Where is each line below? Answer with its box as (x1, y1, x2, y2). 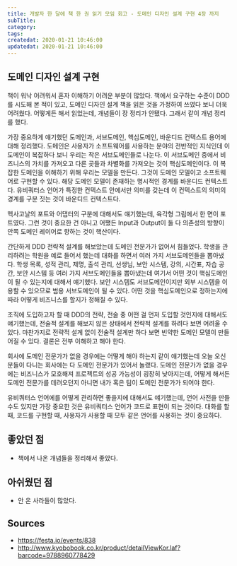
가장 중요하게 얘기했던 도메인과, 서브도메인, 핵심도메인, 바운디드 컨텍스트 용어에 (7, 132, 226, 141)
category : (7, 23, 37, 30)
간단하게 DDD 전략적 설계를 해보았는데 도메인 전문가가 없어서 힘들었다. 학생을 (7, 242, 221, 251)
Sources (7, 517, 45, 529)
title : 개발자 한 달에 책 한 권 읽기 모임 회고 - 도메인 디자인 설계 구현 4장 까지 (7, 10, 219, 18)
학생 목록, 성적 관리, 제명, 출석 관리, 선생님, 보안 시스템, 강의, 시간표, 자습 (16, 259, 217, 269)
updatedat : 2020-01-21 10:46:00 (7, 43, 103, 50)
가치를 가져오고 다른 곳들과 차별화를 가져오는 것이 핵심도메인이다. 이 (31, 159, 219, 167)
